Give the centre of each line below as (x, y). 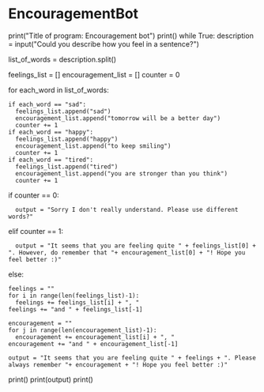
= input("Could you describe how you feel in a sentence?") (104, 43)
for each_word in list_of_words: (58, 90)
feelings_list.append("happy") (67, 139)
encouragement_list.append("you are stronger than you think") (121, 173)
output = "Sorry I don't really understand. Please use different (127, 209)
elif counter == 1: (36, 231)
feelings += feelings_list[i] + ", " (77, 302)
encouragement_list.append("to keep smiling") (93, 146)
